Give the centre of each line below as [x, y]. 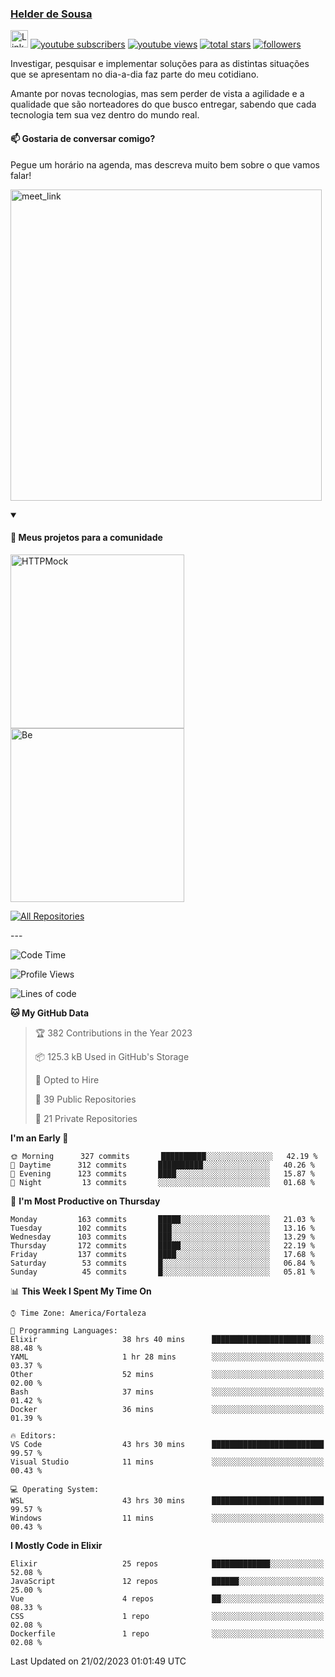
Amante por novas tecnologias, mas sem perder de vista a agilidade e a [157, 94]
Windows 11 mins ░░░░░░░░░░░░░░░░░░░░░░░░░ [167, 1518]
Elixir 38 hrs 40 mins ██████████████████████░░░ [167, 1339]
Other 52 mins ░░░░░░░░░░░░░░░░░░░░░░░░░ [167, 1374]
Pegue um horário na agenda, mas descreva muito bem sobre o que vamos [165, 164]
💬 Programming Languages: [64, 1330]
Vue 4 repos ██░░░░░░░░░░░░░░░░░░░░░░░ [167, 1598]
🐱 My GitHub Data [50, 1013]
